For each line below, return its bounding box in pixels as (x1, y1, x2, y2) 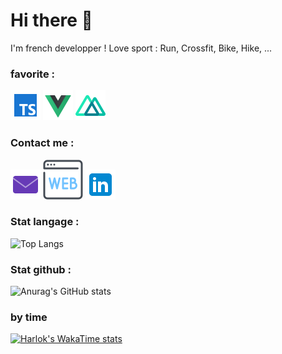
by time (10, 310, 48, 324)
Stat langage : (10, 215, 80, 229)
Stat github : (10, 262, 72, 276)
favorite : (10, 67, 56, 81)
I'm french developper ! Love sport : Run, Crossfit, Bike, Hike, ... (10, 42, 273, 54)
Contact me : (10, 136, 75, 150)
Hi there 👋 (10, 9, 93, 32)
